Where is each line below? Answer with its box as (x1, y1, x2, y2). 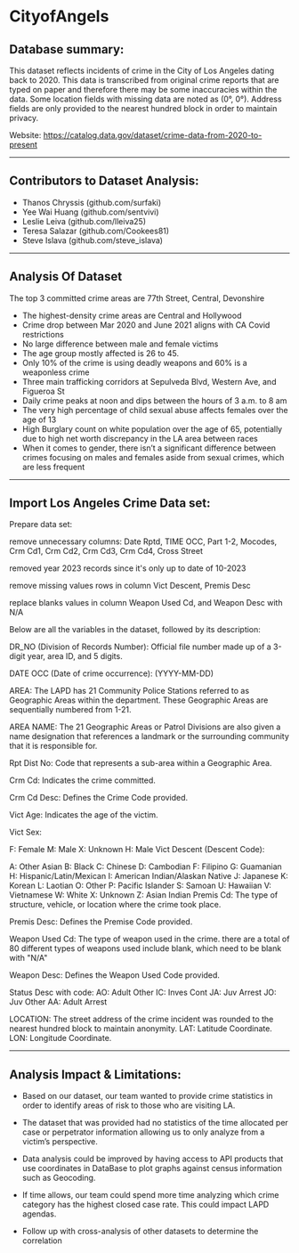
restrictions (21, 329, 64, 339)
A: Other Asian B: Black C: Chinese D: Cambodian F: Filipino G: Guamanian (9, 861, 282, 872)
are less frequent (21, 461, 85, 472)
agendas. (21, 1208, 57, 1219)
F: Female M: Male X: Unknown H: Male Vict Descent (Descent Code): (9, 844, 265, 855)
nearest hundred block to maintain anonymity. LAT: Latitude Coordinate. (9, 1023, 273, 1034)
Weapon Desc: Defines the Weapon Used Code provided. (9, 970, 221, 980)
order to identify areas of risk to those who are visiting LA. (21, 1100, 236, 1111)
